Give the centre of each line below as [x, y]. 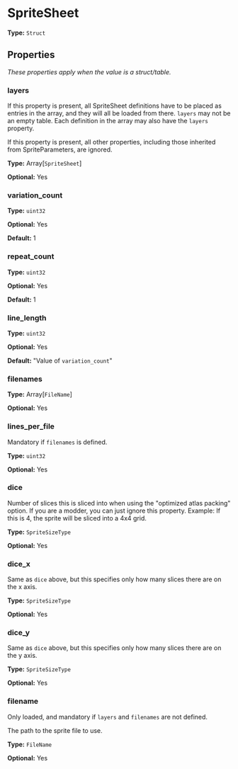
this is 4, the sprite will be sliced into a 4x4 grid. [77, 518]
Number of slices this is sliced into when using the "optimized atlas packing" [119, 503]
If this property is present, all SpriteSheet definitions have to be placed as [114, 106]
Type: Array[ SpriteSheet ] [45, 164]
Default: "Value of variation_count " [60, 360]
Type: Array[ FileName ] [40, 394]
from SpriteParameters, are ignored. [60, 149]
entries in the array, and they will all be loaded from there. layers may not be [119, 113]
